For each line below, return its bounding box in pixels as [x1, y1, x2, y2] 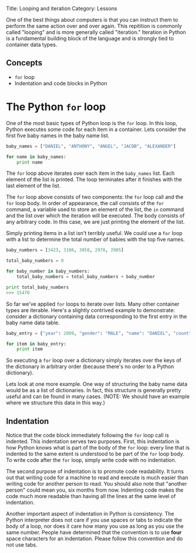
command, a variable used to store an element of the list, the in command [6, 206, 184, 213]
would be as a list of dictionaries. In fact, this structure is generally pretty [6, 387, 181, 394]
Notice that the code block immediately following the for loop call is [6, 432, 169, 439]
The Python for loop [6, 101, 106, 113]
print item [16, 346, 43, 352]
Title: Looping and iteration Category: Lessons [6, 5, 118, 12]
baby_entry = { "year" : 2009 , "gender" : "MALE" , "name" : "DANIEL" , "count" [6, 330, 192, 336]
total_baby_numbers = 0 [6, 258, 64, 264]
